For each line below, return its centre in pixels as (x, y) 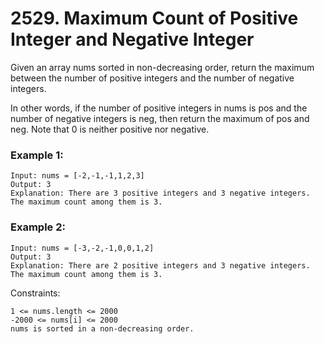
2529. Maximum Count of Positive (154, 18)
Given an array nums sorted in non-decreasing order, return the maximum (162, 67)
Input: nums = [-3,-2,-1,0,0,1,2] (82, 248)
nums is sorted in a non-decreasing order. (102, 328)
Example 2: (38, 227)
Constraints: (35, 293)
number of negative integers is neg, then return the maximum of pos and (160, 118)
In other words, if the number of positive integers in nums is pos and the (159, 108)
